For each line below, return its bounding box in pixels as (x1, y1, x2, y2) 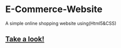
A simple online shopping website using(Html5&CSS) (5, 20, 116, 26)
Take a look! (5, 35, 44, 43)
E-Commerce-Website (5, 4, 103, 15)
